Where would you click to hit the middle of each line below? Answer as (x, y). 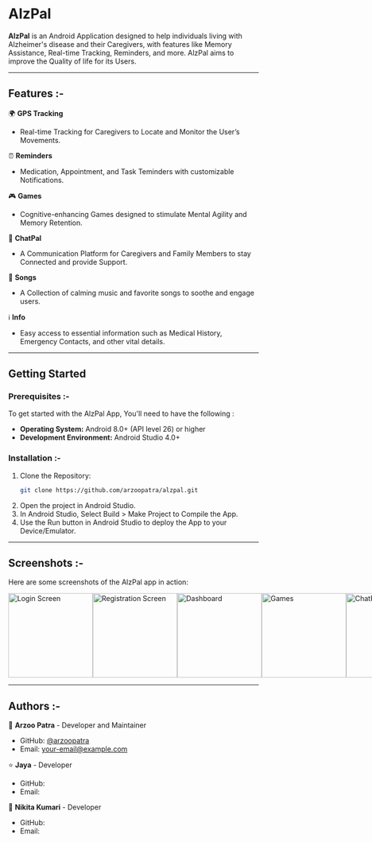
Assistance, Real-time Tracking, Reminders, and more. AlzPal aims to (121, 52)
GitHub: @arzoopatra (54, 741)
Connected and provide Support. (74, 262)
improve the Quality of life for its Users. (72, 61)
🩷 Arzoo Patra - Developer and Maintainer (77, 725)
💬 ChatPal (25, 238)
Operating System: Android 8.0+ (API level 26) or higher (112, 429)
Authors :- (35, 706)
